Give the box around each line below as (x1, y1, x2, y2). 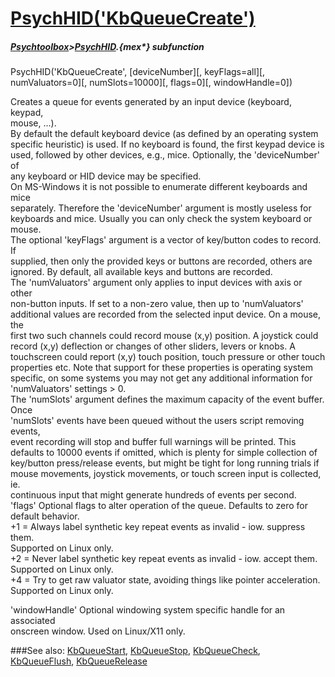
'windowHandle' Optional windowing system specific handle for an (10, 604, 286, 616)
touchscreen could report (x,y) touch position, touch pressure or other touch (10, 351, 326, 363)
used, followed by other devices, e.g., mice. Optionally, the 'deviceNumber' (10, 149, 320, 161)
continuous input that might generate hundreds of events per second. (10, 489, 297, 501)
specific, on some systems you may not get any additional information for (10, 372, 313, 384)
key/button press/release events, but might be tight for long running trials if (10, 457, 320, 469)
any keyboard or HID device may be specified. (10, 170, 202, 182)
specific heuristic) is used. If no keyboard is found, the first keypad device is (10, 138, 325, 151)
